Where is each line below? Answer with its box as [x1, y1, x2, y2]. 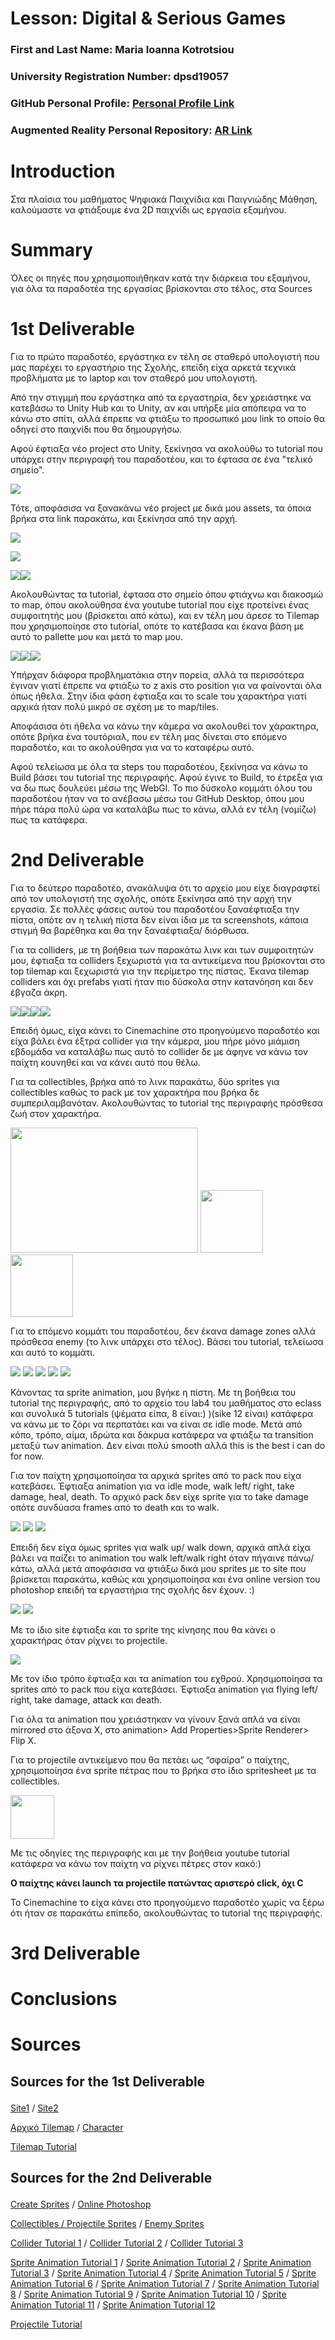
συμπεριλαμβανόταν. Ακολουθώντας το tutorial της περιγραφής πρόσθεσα [10, 1097, 323, 1109]
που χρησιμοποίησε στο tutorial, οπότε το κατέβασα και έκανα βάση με [10, 620, 305, 632]
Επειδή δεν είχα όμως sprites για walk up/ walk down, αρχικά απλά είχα [10, 1541, 311, 1553]
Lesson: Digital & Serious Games [10, 7, 287, 30]
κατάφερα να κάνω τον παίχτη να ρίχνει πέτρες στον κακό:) [10, 1857, 262, 1869]
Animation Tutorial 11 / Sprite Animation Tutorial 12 [10, 2298, 216, 2311]
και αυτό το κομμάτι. [10, 1346, 96, 1358]
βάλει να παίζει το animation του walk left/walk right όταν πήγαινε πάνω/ [10, 1552, 315, 1564]
